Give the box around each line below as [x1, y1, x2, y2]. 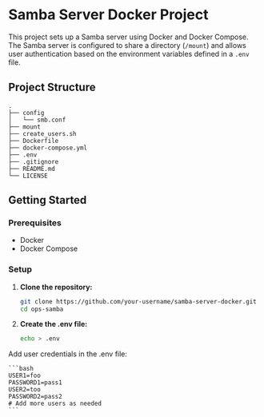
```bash [8, 365, 34, 373]
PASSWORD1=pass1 [8, 379, 62, 387]
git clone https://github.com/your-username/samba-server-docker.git [19, 297, 258, 305]
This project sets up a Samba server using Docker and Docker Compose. [8, 32, 250, 42]
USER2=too [8, 386, 42, 394]
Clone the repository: [19, 282, 93, 292]
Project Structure [8, 81, 96, 94]
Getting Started [8, 193, 87, 207]
